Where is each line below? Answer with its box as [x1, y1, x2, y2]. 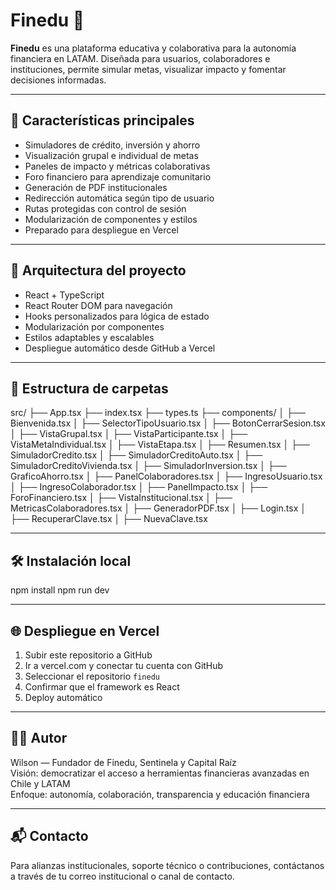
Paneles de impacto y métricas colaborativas [24, 160, 211, 172]
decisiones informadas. [10, 74, 107, 86]
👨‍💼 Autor [10, 730, 68, 747]
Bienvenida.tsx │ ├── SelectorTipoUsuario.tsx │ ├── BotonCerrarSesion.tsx [10, 417, 326, 429]
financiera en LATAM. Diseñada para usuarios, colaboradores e [10, 52, 271, 64]
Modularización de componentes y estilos [24, 213, 198, 225]
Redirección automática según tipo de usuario [24, 192, 215, 204]
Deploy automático [24, 692, 103, 703]
